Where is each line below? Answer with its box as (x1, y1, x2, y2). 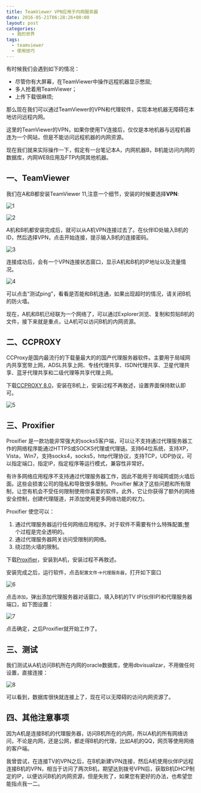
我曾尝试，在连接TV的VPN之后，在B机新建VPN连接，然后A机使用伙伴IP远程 (6, 758, 194, 765)
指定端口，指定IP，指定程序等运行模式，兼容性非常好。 (11, 460, 148, 467)
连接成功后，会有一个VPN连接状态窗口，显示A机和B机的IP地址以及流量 (6, 258, 181, 265)
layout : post (6, 20, 39, 26)
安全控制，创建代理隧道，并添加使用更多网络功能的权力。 (6, 495, 148, 502)
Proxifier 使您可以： (6, 508, 55, 515)
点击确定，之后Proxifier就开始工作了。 (6, 625, 100, 633)
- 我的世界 (11, 31, 35, 37)
